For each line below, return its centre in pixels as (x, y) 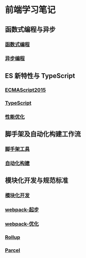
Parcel (12, 250)
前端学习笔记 (31, 10)
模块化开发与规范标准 (37, 181)
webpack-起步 (22, 210)
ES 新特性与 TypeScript (40, 76)
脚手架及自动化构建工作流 (43, 134)
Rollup (12, 237)
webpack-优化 (22, 224)
